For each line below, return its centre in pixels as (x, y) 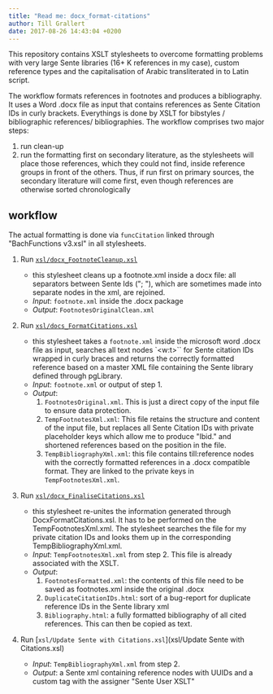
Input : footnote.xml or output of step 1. (97, 384)
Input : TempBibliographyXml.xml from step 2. (106, 664)
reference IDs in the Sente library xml (106, 607)
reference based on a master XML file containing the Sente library (143, 367)
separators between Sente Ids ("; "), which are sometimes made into (147, 284)
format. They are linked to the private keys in (119, 471)
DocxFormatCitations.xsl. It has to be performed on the (124, 520)
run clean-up (42, 147)
